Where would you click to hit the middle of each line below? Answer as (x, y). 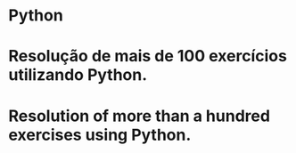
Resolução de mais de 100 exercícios (148, 56)
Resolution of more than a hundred (140, 116)
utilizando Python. (78, 75)
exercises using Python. (100, 135)
